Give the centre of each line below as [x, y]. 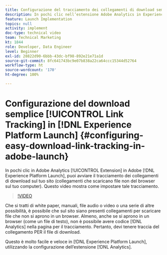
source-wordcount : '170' [31, 70]
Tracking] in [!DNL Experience [68, 125]
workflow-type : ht [24, 65]
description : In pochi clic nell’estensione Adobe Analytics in [73, 14]
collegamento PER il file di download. [43, 232]
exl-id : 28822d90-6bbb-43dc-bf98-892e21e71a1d [54, 56]
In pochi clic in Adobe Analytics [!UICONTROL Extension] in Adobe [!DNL [80, 170]
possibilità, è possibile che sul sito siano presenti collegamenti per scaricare [83, 211]
